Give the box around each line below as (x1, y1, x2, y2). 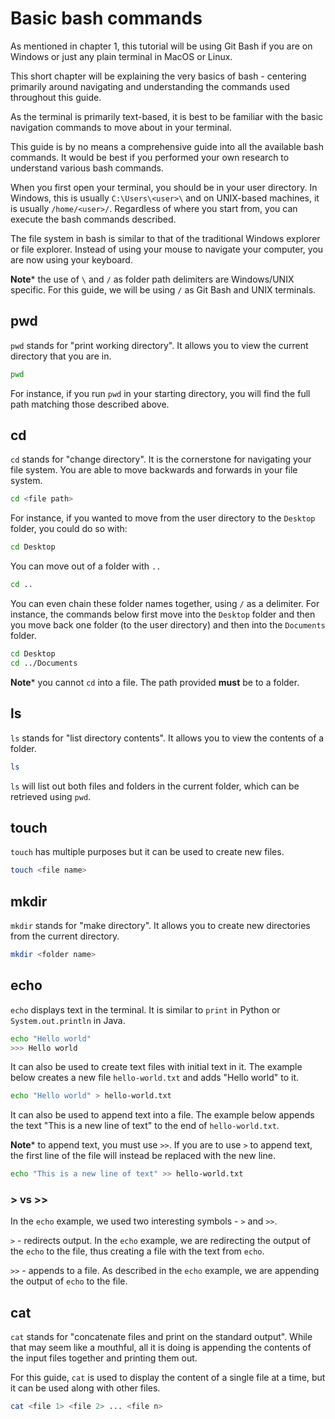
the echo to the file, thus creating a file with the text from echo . (10, 1245, 265, 1257)
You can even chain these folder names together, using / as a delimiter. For (10, 598, 320, 610)
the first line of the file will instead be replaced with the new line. (10, 1150, 276, 1162)
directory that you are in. (10, 350, 112, 362)
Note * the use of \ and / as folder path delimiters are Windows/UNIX (10, 273, 295, 285)
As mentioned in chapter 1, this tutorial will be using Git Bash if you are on (10, 40, 313, 52)
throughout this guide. (10, 91, 102, 103)
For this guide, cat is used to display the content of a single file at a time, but (10, 1372, 326, 1384)
